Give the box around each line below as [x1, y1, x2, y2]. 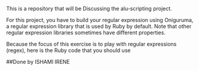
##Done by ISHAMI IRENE [6, 59, 71, 65]
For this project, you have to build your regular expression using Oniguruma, [6, 17, 194, 23]
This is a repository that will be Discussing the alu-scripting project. [6, 5, 172, 12]
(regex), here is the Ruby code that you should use [6, 47, 131, 54]
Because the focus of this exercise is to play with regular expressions [6, 41, 177, 47]
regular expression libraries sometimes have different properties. [6, 29, 166, 36]
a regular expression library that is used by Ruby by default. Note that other [6, 23, 192, 30]
